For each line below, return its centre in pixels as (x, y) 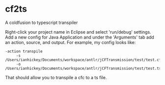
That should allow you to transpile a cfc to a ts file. (56, 77)
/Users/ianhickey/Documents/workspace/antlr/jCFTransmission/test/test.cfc (84, 60)
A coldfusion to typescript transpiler (41, 22)
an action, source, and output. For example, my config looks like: (70, 42)
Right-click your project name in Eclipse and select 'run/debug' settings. (78, 32)
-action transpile (24, 51)
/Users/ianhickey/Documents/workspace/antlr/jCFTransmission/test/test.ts (83, 68)
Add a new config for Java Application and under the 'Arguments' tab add (80, 37)
